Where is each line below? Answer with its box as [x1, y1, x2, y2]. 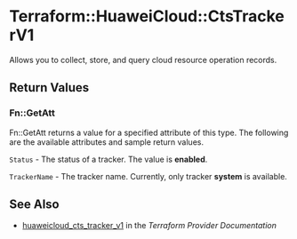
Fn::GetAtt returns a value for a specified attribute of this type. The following [9, 127, 289, 138]
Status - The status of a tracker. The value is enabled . [9, 154, 208, 164]
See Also [9, 197, 60, 212]
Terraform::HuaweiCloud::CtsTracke [9, 6, 285, 27]
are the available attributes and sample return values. [9, 136, 205, 147]
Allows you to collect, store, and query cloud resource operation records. [9, 54, 277, 65]
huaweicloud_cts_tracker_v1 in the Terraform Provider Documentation [21, 220, 277, 231]
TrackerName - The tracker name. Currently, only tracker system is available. [9, 171, 287, 181]
